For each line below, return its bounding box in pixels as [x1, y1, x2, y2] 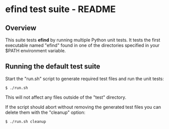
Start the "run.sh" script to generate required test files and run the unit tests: [5, 76, 164, 82]
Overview [5, 24, 37, 32]
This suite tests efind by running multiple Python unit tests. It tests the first [5, 37, 160, 43]
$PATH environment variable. [5, 48, 66, 53]
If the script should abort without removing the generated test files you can [5, 104, 161, 110]
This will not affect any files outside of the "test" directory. [5, 94, 127, 100]
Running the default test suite [5, 62, 100, 71]
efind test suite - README [5, 4, 116, 15]
